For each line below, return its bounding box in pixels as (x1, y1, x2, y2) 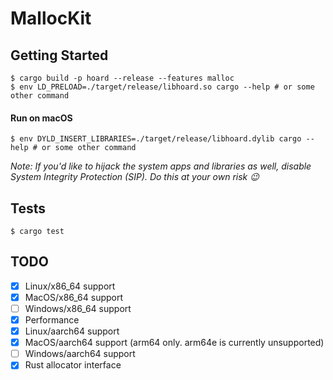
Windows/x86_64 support (24, 302, 132, 314)
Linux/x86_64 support (24, 280, 116, 292)
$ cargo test (10, 227, 65, 237)
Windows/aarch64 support (24, 348, 136, 360)
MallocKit (10, 7, 92, 30)
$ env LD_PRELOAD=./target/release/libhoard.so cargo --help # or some (10, 82, 315, 92)
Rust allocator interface (24, 359, 122, 371)
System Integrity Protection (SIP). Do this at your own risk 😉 (10, 171, 260, 183)
